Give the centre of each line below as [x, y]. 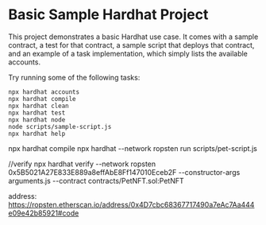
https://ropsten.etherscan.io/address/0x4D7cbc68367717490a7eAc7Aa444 [131, 204]
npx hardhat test [37, 113]
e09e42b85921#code [44, 213]
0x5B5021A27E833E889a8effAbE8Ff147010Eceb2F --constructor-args [124, 172]
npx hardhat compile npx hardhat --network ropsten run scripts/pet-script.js [133, 148]
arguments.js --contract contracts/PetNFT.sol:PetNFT [96, 180]
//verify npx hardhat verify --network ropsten [82, 164]
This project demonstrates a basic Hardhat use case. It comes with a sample [133, 37]
